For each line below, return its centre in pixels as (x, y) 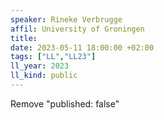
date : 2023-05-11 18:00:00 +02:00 (82, 47)
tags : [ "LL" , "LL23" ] (53, 57)
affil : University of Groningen (77, 29)
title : (24, 38)
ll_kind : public (44, 76)
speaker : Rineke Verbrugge (66, 19)
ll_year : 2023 (40, 66)
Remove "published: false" (65, 103)
